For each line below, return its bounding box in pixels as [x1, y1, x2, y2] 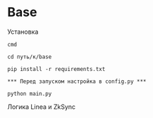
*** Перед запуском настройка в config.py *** [7, 78, 147, 85]
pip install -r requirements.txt [7, 65, 106, 72]
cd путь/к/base [7, 53, 52, 60]
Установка [7, 27, 39, 36]
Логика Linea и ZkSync [7, 103, 76, 111]
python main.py [7, 90, 52, 97]
